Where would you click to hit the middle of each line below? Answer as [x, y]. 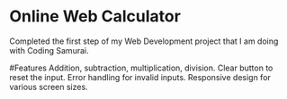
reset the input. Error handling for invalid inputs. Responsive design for [140, 77]
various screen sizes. [49, 87]
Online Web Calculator [95, 16]
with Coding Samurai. [49, 50]
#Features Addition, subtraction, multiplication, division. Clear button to [141, 68]
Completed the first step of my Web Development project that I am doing [144, 41]
